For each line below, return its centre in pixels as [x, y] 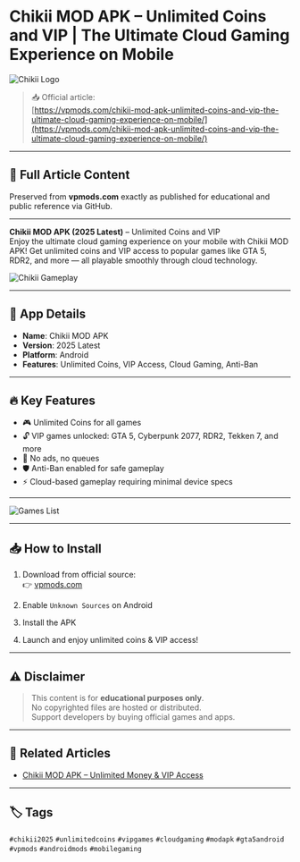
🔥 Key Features [53, 400]
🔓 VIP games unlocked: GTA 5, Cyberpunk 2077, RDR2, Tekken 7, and [150, 436]
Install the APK [49, 622]
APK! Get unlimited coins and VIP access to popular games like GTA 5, [138, 250]
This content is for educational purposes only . [117, 698]
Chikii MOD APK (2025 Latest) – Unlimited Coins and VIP [115, 232]
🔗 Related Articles [60, 753]
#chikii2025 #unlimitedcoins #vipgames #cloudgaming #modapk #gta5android [147, 839]
